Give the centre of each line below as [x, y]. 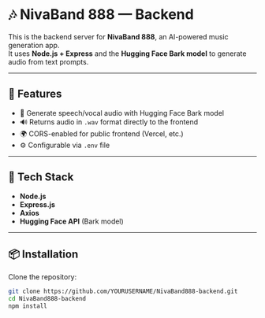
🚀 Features [35, 94]
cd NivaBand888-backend [47, 299]
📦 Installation [43, 254]
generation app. [34, 45]
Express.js [37, 204]
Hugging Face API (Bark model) [71, 221]
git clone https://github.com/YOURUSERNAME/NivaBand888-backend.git [123, 292]
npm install [28, 306]
